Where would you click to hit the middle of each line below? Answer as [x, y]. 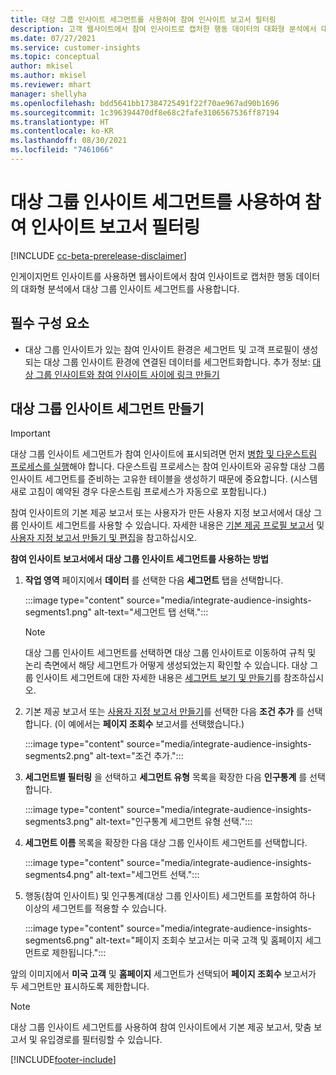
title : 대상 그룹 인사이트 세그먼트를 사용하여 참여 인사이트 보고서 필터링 [143, 19]
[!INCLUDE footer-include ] [63, 1060]
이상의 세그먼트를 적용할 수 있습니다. [95, 908]
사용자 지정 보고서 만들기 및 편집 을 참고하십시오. [104, 538]
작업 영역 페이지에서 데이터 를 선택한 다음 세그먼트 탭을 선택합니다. [154, 580]
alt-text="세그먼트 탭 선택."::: [151, 612]
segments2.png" [59, 756]
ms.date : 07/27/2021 [53, 38]
